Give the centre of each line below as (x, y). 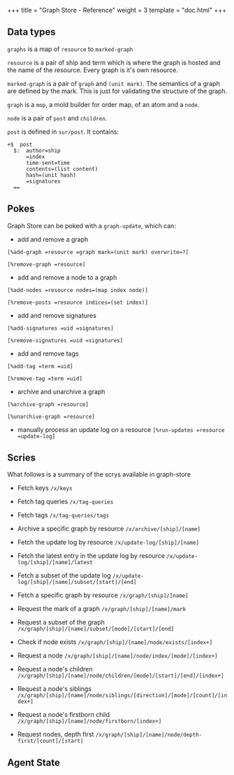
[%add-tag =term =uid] (40, 366)
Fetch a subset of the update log (64, 575)
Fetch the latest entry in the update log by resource (91, 556)
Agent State (34, 762)
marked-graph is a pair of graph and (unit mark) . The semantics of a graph (114, 83)
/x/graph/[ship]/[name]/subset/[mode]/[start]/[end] (96, 629)
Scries (22, 458)
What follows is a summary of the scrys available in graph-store (99, 475)
